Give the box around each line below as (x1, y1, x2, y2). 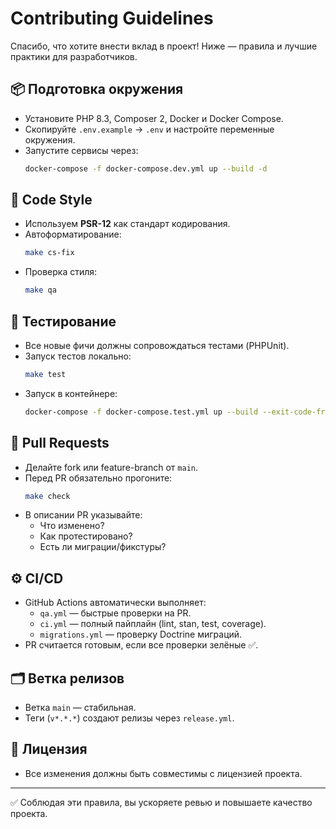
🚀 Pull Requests (10, 435, 110, 452)
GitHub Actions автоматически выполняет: (24, 597, 207, 609)
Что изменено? (39, 520, 105, 532)
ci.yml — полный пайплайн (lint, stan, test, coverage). (39, 618, 267, 630)
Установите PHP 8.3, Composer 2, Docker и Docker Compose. (24, 112, 284, 124)
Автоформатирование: (24, 228, 122, 241)
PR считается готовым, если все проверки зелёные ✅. (24, 639, 259, 651)
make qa (24, 285, 57, 296)
